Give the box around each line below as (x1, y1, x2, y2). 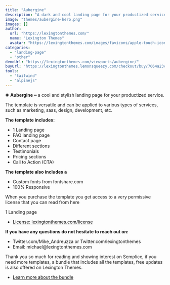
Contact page (12, 137, 41, 143)
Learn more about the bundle (12, 274, 74, 280)
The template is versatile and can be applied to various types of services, (5, 102, 158, 108)
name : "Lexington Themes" (10, 36, 65, 41)
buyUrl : (5, 64, 22, 69)
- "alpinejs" (10, 78, 37, 83)
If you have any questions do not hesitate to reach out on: (5, 228, 129, 234)
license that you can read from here (5, 199, 80, 205)
